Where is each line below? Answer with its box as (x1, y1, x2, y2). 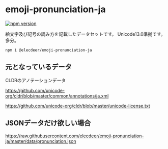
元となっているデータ (5, 63, 72, 71)
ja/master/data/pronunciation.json (5, 138, 76, 144)
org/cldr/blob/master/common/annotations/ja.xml (5, 93, 109, 99)
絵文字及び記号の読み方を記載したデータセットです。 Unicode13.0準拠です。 (5, 31, 165, 37)
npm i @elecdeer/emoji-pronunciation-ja (5, 47, 93, 53)
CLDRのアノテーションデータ (5, 77, 66, 83)
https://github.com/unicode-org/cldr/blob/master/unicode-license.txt (5, 103, 150, 109)
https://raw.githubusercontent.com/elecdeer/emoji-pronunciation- (5, 133, 144, 139)
